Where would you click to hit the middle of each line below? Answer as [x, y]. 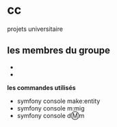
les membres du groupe [59, 50]
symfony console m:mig [51, 108]
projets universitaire [35, 29]
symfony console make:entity [58, 101]
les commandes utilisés [42, 87]
